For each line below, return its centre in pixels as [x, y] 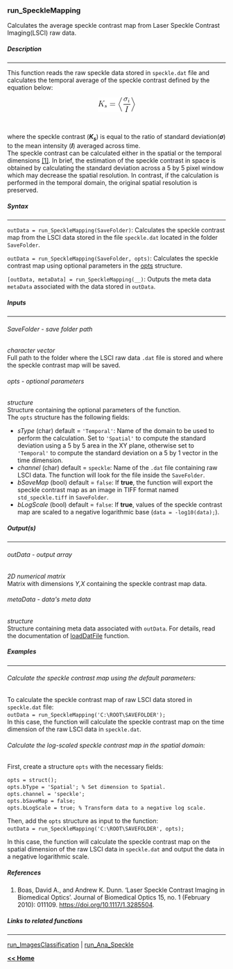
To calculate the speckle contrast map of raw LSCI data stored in [100, 699]
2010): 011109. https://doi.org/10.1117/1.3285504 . [86, 905]
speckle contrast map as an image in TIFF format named [98, 490]
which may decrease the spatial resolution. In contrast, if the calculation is [113, 175]
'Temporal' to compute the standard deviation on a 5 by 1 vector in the [118, 453]
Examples [22, 651]
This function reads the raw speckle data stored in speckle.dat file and [109, 73]
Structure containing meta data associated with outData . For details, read [111, 628]
